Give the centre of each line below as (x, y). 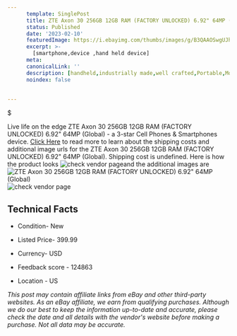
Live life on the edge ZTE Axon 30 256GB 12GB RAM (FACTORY (99, 127)
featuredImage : (48, 40)
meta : (34, 60)
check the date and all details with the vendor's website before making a (114, 317)
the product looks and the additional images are (108, 164)
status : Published (53, 27)
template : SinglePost (58, 14)
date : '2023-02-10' (54, 34)
